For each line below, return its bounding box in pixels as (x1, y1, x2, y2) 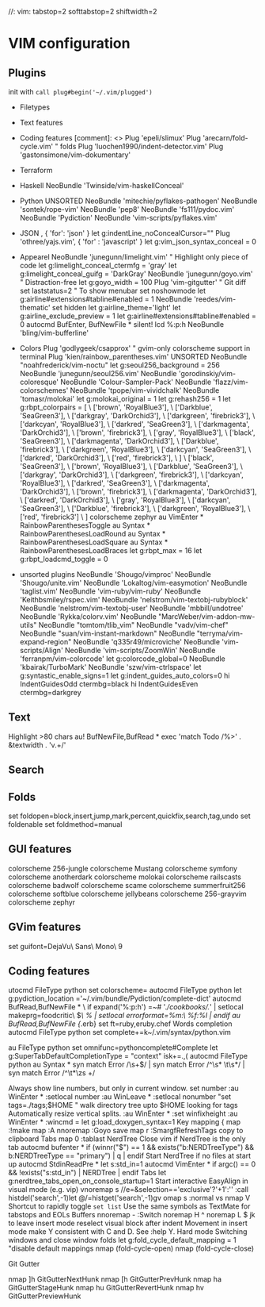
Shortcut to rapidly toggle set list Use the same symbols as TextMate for (8, 1201, 251, 1211)
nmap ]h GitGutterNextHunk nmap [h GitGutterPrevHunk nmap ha (8, 1274, 221, 1284)
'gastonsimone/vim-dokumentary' (19, 150, 131, 160)
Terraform (19, 166, 53, 175)
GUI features (8, 843, 72, 856)
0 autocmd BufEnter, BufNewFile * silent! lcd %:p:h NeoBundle (19, 320, 224, 329)
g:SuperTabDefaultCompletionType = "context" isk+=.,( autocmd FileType (8, 1051, 248, 1061)
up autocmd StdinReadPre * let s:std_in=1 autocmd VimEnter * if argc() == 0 (8, 1159, 256, 1169)
